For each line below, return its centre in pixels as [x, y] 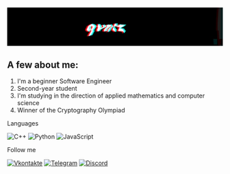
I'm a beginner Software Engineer [64, 81]
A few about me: [43, 64]
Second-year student [47, 89]
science [28, 103]
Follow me [22, 150]
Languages [23, 124]
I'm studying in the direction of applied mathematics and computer [111, 96]
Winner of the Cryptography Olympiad [71, 111]
